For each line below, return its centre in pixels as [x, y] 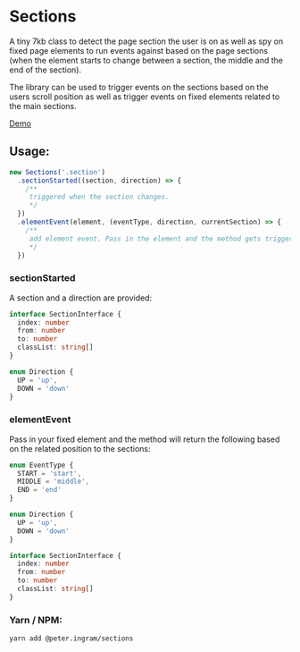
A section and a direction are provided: [81, 298]
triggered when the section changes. [99, 197]
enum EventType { [42, 465]
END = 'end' [40, 490]
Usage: [30, 152]
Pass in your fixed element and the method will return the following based [145, 439]
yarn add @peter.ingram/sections [71, 639]
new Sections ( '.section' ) [57, 172]
